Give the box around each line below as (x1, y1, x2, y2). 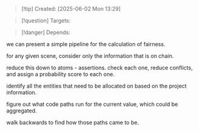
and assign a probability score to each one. (6, 71, 115, 78)
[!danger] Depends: (21, 29, 71, 36)
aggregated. (6, 107, 37, 114)
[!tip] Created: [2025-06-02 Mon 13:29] (21, 5, 121, 12)
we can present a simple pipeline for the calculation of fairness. (6, 41, 166, 47)
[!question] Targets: (21, 17, 71, 24)
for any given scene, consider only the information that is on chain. (6, 52, 174, 60)
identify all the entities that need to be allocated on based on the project (6, 82, 187, 89)
